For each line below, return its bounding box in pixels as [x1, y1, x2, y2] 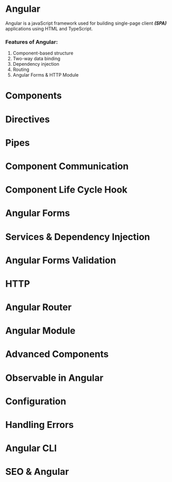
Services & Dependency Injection [5, 231, 150, 243]
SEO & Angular [5, 466, 69, 478]
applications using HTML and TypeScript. [5, 25, 93, 31]
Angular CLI [5, 442, 57, 454]
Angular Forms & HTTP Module [12, 72, 79, 78]
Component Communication [5, 160, 129, 172]
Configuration [5, 395, 67, 407]
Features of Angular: [5, 38, 58, 45]
